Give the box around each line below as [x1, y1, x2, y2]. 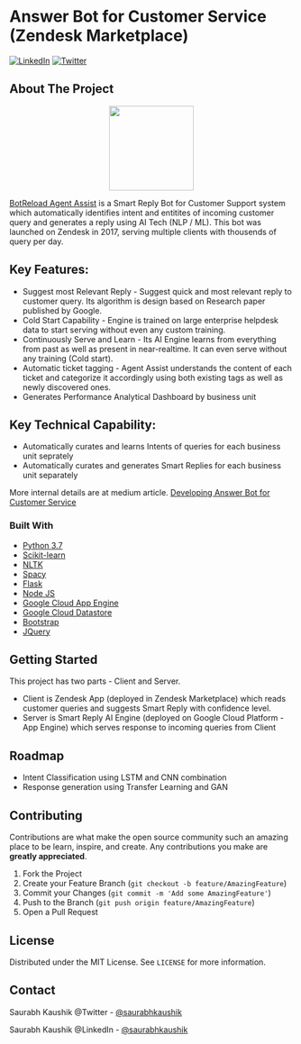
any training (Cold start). [22, 353, 114, 364]
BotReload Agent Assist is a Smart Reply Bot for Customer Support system [9, 197, 286, 208]
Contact [9, 983, 56, 998]
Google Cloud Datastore [22, 606, 113, 618]
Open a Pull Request [22, 907, 99, 918]
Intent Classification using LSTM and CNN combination [22, 772, 227, 783]
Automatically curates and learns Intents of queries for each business [22, 441, 281, 452]
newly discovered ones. [22, 381, 111, 393]
